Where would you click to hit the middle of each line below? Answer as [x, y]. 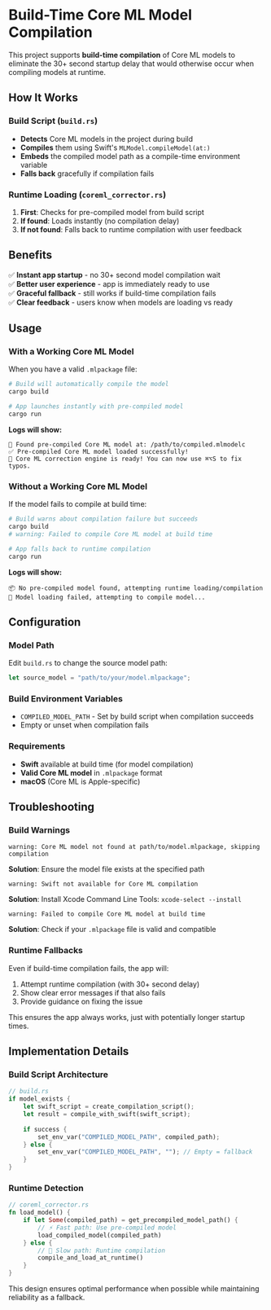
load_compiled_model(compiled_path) [100, 1235]
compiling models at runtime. [57, 72]
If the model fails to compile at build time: [78, 504]
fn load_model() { [39, 1213]
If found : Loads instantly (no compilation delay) [100, 221]
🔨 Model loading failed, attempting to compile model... [107, 597]
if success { [45, 1129]
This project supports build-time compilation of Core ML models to [122, 55]
